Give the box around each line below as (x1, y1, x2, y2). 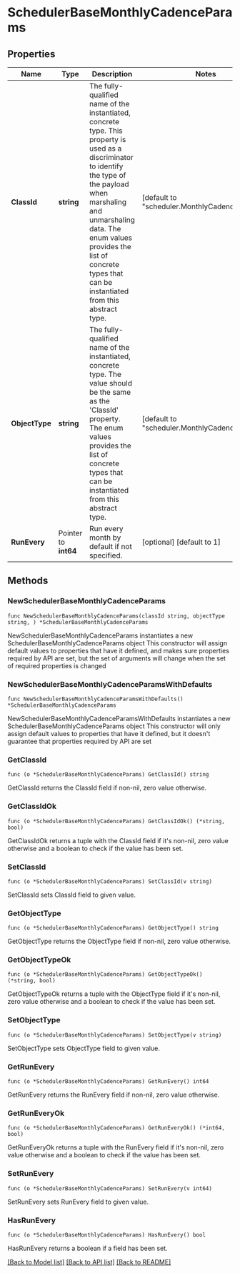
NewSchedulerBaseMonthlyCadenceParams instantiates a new (7, 631, 194, 640)
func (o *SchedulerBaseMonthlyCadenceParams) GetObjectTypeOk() (7, 971, 203, 978)
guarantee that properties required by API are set (7, 737, 152, 745)
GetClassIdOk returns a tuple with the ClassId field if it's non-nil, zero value (7, 836, 229, 845)
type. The (89, 369, 121, 379)
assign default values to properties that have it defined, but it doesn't (7, 729, 211, 738)
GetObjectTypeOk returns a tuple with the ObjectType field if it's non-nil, (7, 990, 221, 998)
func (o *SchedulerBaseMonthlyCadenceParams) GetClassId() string (7, 771, 209, 778)
